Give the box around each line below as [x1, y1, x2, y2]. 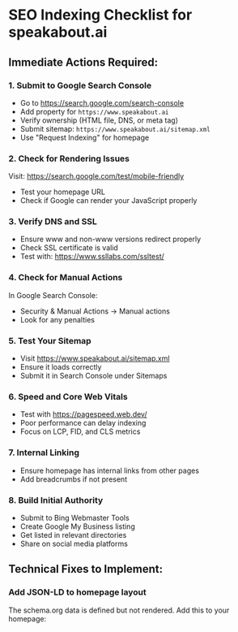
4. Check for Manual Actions [8, 272, 123, 284]
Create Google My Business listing [19, 522, 135, 531]
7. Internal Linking [8, 447, 79, 458]
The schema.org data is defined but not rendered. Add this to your [8, 605, 230, 615]
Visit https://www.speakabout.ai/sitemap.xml [19, 353, 170, 363]
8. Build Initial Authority [8, 494, 104, 505]
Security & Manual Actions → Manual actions [19, 306, 170, 316]
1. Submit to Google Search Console [8, 80, 152, 91]
